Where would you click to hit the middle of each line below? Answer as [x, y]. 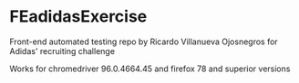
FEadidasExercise [78, 17]
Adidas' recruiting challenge [62, 51]
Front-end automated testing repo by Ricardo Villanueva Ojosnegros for [144, 41]
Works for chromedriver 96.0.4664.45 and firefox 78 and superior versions [150, 69]
